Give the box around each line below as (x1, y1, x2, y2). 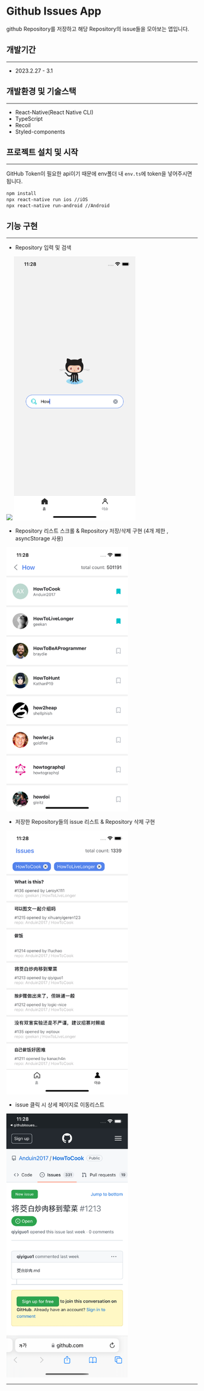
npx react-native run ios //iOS (6, 197, 88, 203)
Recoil (15, 121, 31, 129)
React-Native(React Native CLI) (15, 108, 94, 116)
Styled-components (15, 128, 66, 135)
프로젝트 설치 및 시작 (6, 147, 78, 157)
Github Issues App (6, 4, 101, 18)
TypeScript (15, 115, 43, 122)
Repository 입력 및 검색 (15, 244, 72, 251)
